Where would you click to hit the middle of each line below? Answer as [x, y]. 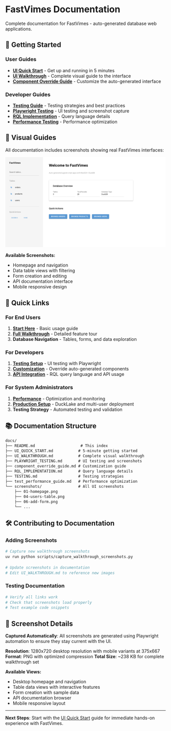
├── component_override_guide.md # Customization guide [66, 466]
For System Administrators [39, 388]
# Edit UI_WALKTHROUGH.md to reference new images [60, 573]
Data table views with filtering [44, 271]
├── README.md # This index [57, 446]
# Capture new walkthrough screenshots [48, 551]
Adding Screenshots [31, 540]
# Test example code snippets [37, 608]
